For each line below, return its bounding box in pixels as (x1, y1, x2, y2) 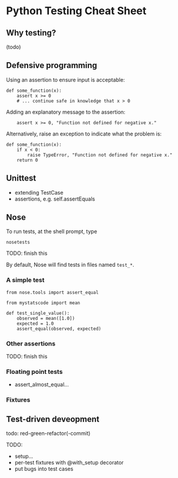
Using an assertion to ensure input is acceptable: (6, 76, 125, 83)
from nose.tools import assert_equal (6, 289, 99, 295)
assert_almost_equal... (14, 381, 69, 388)
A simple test (6, 276, 45, 285)
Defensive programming (6, 60, 97, 70)
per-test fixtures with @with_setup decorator (14, 459, 124, 466)
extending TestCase (14, 189, 64, 196)
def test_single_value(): (6, 310, 70, 316)
